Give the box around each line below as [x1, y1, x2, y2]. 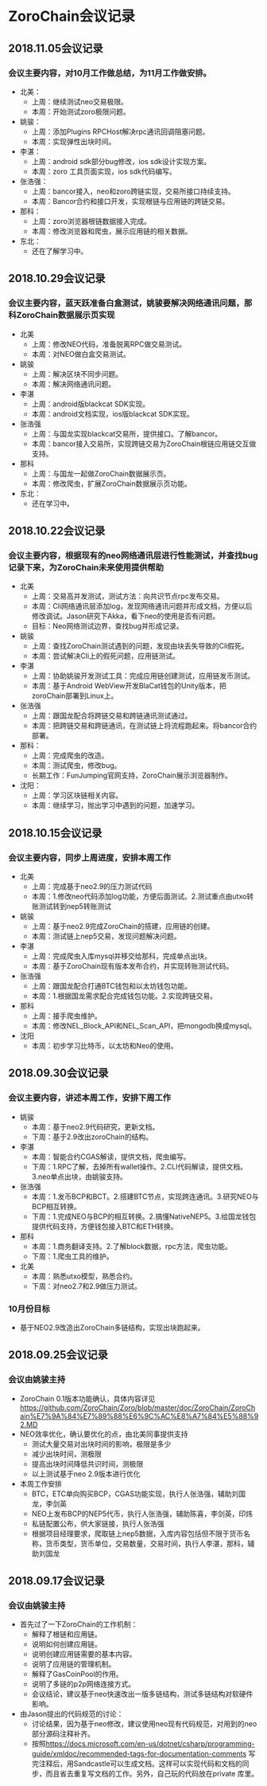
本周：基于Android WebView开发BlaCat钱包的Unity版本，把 [31, 681, 226, 691]
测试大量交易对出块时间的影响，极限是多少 [31, 1439, 172, 1448]
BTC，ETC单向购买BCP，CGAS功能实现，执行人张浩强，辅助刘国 [31, 1489, 246, 1498]
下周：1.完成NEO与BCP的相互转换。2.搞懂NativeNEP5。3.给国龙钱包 [31, 1212, 257, 1221]
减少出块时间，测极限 [31, 1449, 102, 1459]
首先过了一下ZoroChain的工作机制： [19, 1620, 138, 1629]
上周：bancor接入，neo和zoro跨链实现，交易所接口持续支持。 [31, 186, 236, 196]
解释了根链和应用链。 [31, 1630, 102, 1639]
